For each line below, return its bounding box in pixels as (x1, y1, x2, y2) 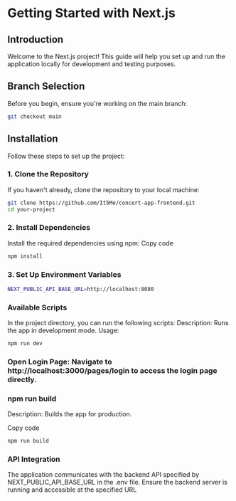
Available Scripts (7, 302, 68, 312)
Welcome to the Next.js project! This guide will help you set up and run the (7, 52, 226, 60)
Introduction (7, 33, 64, 46)
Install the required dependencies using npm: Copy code (7, 238, 174, 247)
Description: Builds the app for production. (7, 410, 132, 418)
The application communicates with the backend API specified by (7, 470, 200, 479)
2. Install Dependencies (7, 223, 91, 233)
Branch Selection (7, 80, 85, 93)
